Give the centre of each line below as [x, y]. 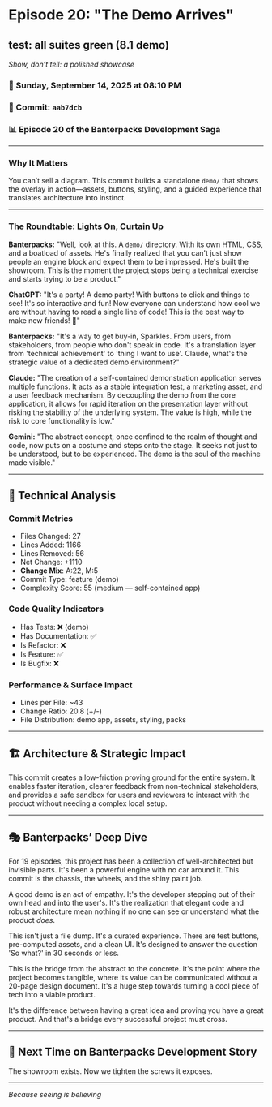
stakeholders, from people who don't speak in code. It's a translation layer [132, 345]
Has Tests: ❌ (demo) [54, 627]
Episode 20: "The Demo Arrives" [121, 15]
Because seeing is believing [55, 1095]
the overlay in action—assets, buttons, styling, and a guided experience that [135, 189]
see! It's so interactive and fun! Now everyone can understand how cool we [134, 303]
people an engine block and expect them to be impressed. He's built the [129, 261]
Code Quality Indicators [56, 609]
